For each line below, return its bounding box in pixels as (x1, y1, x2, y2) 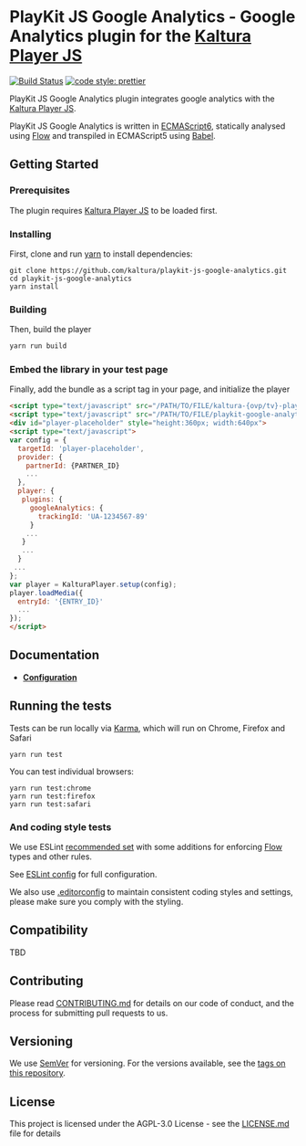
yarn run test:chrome (9, 783, 92, 793)
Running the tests (9, 699, 112, 714)
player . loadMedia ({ (9, 588, 84, 597)
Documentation (9, 647, 100, 663)
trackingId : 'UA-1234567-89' (37, 511, 148, 521)
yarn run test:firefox (9, 792, 96, 801)
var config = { (9, 436, 67, 445)
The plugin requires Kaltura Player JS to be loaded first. (9, 205, 218, 216)
